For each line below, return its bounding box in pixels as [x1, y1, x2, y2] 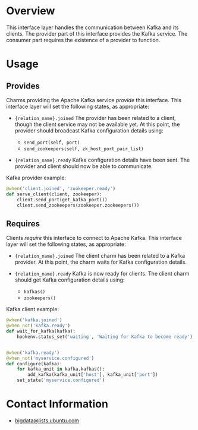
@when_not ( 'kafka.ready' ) [6, 322, 70, 329]
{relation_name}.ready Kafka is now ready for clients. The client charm [14, 270, 190, 277]
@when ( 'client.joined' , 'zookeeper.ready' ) [6, 185, 116, 191]
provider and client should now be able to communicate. [14, 162, 153, 170]
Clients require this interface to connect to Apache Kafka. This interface [6, 235, 183, 242]
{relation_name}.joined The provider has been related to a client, [14, 114, 177, 121]
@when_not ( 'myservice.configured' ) [6, 355, 95, 361]
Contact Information [6, 397, 109, 411]
